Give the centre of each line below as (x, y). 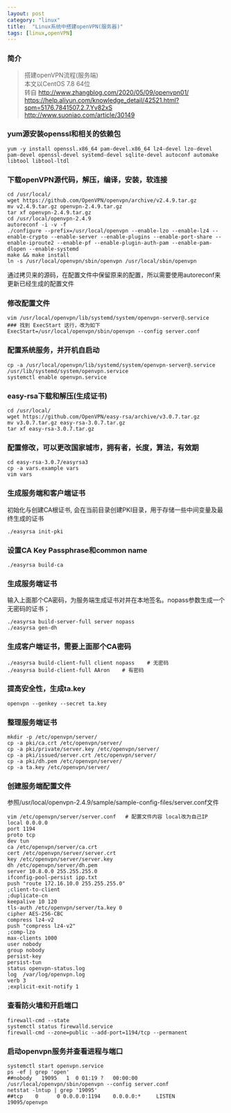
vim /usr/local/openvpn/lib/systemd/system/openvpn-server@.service (108, 318)
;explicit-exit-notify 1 (43, 987)
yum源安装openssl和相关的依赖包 (64, 134)
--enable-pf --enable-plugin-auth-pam (113, 243)
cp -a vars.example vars (43, 469)
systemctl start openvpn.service (55, 1066)
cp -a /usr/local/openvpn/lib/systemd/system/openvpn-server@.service (111, 365)
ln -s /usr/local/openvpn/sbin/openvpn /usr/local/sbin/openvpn (102, 261)
